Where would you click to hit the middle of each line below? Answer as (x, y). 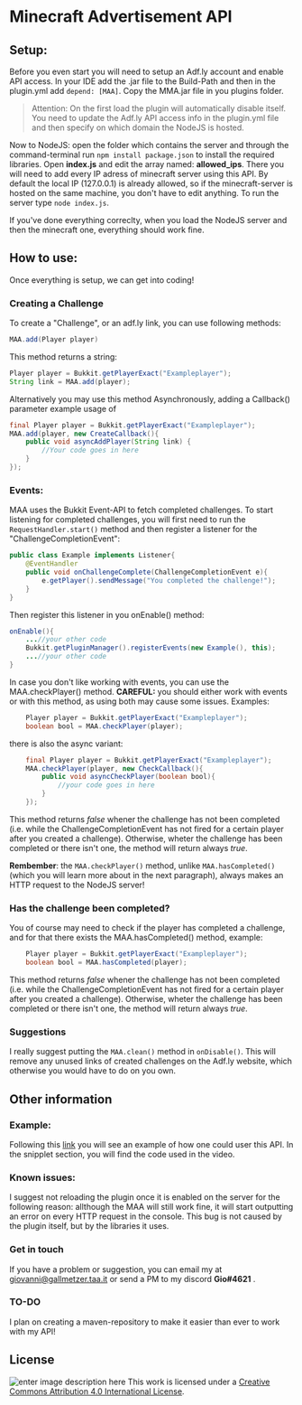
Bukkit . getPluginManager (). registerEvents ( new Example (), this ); (151, 648)
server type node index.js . (59, 202)
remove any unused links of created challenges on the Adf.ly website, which (151, 1061)
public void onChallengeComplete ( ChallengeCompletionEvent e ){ (147, 572)
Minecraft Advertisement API (121, 17)
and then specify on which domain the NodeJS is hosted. (138, 127)
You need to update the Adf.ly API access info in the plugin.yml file (155, 118)
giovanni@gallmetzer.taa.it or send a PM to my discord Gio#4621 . (133, 1279)
